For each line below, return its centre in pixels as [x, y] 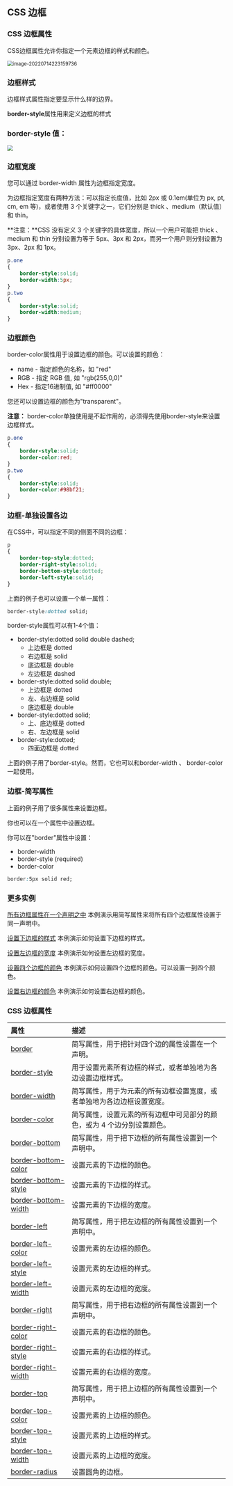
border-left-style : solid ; [57, 577]
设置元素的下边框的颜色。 [113, 1165]
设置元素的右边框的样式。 [113, 1352]
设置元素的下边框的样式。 [113, 1185]
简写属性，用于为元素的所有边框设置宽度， [141, 1091]
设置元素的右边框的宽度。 [113, 1372]
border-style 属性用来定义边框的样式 [59, 113]
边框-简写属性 [30, 791]
